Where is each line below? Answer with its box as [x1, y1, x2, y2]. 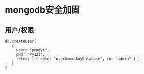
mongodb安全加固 [5, 4, 80, 16]
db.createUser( [5, 39, 36, 44]
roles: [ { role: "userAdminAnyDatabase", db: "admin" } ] [16, 56, 140, 61]
